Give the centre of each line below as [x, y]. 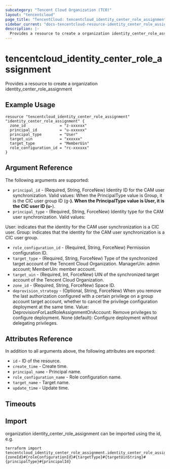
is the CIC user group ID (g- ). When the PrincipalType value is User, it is [89, 201]
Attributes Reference [39, 339]
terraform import [24, 448]
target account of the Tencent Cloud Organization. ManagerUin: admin [86, 263]
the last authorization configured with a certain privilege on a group [83, 296]
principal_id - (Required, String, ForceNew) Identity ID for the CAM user [89, 190]
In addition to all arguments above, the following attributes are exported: [80, 351]
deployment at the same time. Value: [51, 307]
